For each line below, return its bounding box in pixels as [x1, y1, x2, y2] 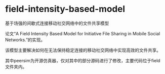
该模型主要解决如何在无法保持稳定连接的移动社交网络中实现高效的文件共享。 [5, 47, 161, 53]
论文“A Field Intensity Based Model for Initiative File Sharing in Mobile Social [5, 30, 161, 36]
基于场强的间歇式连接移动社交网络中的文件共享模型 [5, 20, 109, 26]
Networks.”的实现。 [5, 37, 45, 43]
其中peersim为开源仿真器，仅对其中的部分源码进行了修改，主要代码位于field [5, 57, 161, 63]
